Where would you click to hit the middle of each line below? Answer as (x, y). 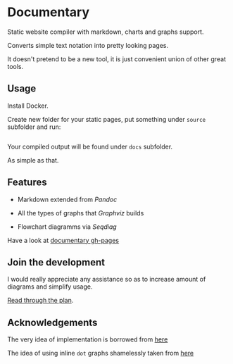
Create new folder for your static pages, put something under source (107, 119)
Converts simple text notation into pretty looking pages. (88, 45)
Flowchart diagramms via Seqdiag (67, 227)
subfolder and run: (34, 127)
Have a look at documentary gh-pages (63, 240)
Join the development (56, 262)
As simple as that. (33, 160)
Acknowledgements (52, 322)
